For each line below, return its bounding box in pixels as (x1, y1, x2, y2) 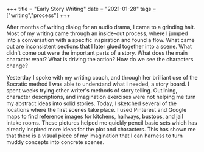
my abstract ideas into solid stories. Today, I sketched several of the (6, 100, 177, 107)
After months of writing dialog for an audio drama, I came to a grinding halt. (6, 24, 196, 30)
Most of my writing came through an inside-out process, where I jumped (6, 30, 188, 37)
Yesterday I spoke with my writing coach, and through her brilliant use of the (6, 74, 198, 81)
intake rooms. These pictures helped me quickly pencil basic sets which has (6, 119, 198, 126)
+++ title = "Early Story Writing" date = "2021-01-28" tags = (6, 5, 157, 12)
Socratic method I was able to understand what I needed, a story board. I (6, 80, 190, 88)
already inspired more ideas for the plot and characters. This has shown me (6, 126, 196, 133)
